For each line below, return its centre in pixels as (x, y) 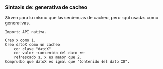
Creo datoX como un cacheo (32, 45)
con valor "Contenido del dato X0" (50, 53)
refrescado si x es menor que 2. (48, 57)
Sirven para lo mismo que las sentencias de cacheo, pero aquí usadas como (82, 18)
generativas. (18, 23)
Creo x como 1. (20, 40)
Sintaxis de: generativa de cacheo (46, 7)
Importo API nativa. (26, 32)
